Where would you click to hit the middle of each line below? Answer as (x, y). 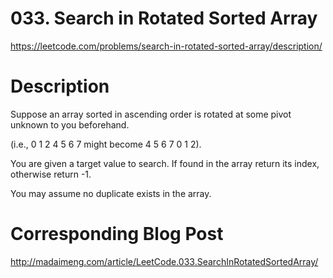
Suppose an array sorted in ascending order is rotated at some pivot (151, 114)
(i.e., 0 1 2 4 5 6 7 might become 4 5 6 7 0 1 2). (106, 144)
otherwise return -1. (51, 174)
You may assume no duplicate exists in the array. (111, 193)
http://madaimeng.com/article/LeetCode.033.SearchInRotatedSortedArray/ (164, 261)
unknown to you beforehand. (70, 124)
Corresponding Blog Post (117, 234)
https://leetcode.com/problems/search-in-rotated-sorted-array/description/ (166, 46)
